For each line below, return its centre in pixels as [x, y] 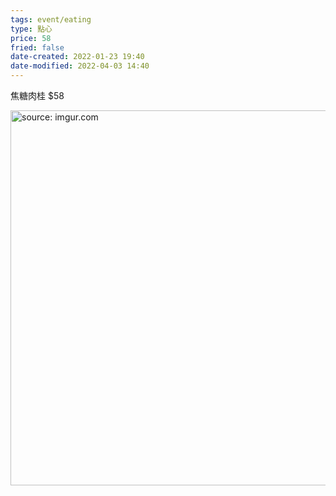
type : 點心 [31, 29]
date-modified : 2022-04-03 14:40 [80, 66]
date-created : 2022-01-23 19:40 [77, 57]
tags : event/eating [51, 19]
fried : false [37, 47]
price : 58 [31, 38]
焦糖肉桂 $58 [37, 95]
